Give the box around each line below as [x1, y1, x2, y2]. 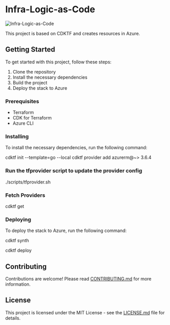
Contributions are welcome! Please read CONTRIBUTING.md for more [5, 276, 152, 282]
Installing [5, 133, 29, 140]
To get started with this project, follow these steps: [5, 59, 112, 65]
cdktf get [5, 203, 24, 209]
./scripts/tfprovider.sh [5, 179, 51, 185]
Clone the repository [12, 68, 56, 75]
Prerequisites [5, 98, 39, 105]
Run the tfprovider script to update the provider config [5, 167, 143, 174]
